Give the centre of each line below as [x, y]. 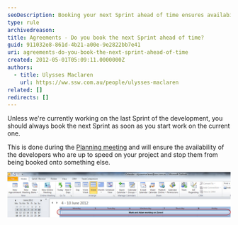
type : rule [23, 22]
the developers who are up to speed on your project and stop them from [113, 155]
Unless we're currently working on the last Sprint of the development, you [115, 119]
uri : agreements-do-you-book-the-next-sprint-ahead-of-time [98, 53]
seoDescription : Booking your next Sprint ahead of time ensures [106, 15]
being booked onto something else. [59, 163]
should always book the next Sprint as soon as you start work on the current [119, 126]
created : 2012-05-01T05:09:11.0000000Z [66, 60]
